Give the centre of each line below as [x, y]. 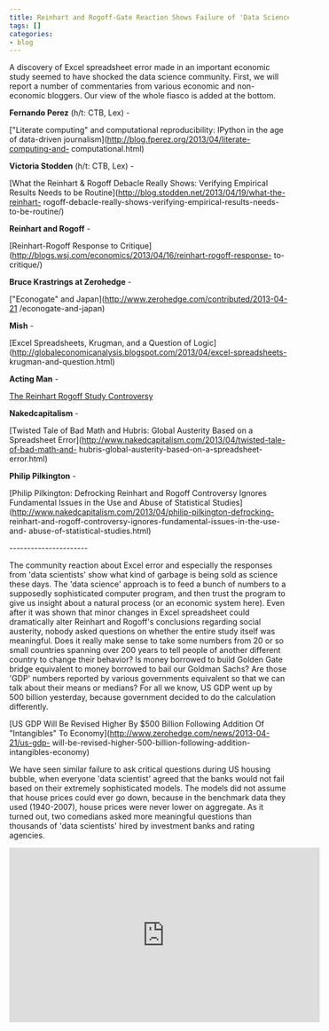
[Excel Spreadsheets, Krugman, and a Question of [101, 343]
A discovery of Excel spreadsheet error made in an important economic [140, 67]
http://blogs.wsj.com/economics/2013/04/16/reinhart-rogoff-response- [142, 256]
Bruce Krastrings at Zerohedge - [70, 282]
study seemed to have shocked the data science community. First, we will [144, 77]
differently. [29, 707]
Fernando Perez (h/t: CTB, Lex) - [70, 113]
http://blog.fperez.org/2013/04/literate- [179, 139]
